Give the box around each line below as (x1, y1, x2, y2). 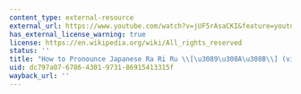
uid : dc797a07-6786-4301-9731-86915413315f (9, 64, 175, 73)
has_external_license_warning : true (9, 30, 146, 38)
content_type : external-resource (9, 13, 134, 22)
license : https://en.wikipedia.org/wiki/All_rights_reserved (9, 38, 243, 47)
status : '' (9, 47, 50, 56)
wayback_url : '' (9, 72, 70, 81)
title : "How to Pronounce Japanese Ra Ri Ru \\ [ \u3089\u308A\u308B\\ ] (9, 55, 279, 64)
